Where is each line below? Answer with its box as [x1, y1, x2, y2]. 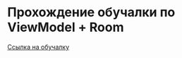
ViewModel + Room [7, 19, 124, 35]
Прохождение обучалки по [7, 4, 176, 21]
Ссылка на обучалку [7, 42, 70, 51]
